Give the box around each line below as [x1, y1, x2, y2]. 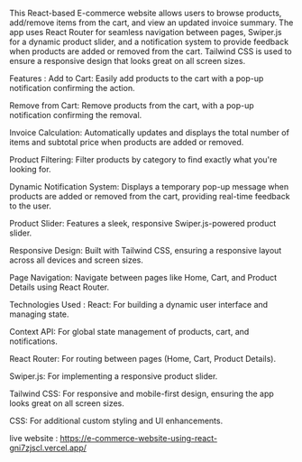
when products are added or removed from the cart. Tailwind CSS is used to [9, 46, 292, 57]
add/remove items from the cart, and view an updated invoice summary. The [9, 17, 294, 28]
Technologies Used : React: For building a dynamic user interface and [9, 300, 269, 310]
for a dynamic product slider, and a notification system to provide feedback [9, 36, 289, 47]
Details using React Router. [9, 282, 110, 292]
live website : [9, 433, 59, 443]
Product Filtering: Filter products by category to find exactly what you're [9, 154, 278, 165]
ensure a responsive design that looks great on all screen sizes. [9, 56, 246, 66]
